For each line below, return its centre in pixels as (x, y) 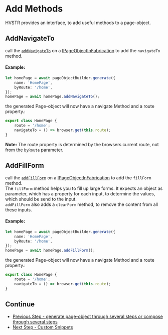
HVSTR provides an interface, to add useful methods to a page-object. (78, 23)
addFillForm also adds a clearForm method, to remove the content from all (81, 204)
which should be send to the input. (41, 199)
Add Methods (34, 9)
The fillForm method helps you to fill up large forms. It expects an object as (84, 188)
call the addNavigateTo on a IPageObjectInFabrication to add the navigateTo (83, 50)
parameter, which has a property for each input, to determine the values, (80, 193)
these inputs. (19, 209)
